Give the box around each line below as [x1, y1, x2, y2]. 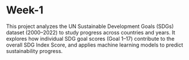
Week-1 [6, 3, 44, 17]
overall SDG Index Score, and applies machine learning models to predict [6, 41, 184, 48]
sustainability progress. [6, 47, 63, 54]
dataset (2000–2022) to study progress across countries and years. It [6, 29, 175, 36]
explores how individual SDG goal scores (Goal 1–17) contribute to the [6, 35, 175, 42]
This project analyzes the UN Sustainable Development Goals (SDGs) [6, 23, 174, 30]
